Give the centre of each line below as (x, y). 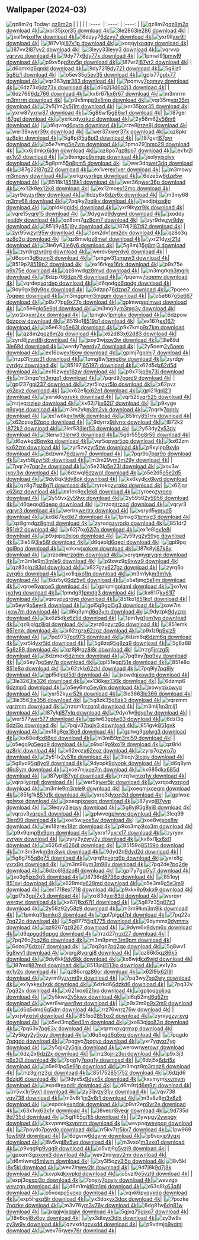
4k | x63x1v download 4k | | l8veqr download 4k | (85, 1110)
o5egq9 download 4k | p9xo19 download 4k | (95, 744)
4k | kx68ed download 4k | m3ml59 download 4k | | (91, 738)
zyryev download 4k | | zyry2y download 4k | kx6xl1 (89, 839)
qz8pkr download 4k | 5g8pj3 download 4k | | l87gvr (89, 138)
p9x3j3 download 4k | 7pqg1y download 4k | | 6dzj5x (91, 1060)
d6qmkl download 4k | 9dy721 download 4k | (95, 68)
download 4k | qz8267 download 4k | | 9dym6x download (99, 927)
